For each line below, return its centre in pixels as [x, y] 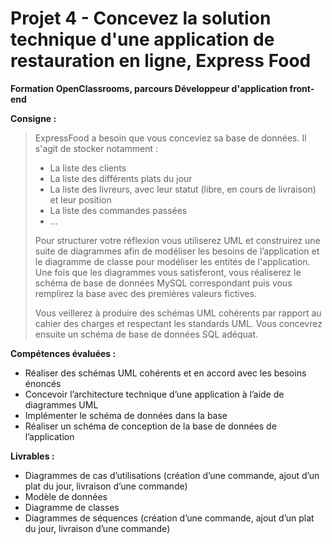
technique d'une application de [142, 39]
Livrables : [32, 456]
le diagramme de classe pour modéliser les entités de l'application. [172, 261]
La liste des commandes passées [118, 210]
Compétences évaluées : [63, 353]
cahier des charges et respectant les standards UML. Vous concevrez [178, 323]
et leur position [80, 199]
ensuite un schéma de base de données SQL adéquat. [146, 334]
